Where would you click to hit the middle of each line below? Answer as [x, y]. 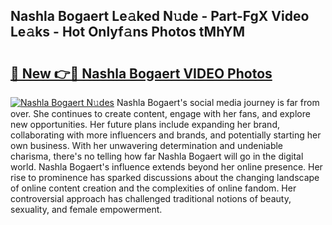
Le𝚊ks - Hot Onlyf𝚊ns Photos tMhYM [128, 32]
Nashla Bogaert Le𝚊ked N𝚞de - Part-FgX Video [160, 16]
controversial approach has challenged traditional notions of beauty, [151, 198]
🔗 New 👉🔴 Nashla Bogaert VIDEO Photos [141, 73]
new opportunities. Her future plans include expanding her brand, [145, 124]
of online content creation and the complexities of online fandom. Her [153, 188]
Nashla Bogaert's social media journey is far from [218, 102]
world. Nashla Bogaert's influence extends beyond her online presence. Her [166, 167]
